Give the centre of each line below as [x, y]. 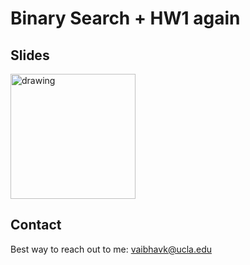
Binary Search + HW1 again [125, 18]
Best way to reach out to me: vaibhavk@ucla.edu [111, 249]
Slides [30, 55]
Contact [36, 225]
